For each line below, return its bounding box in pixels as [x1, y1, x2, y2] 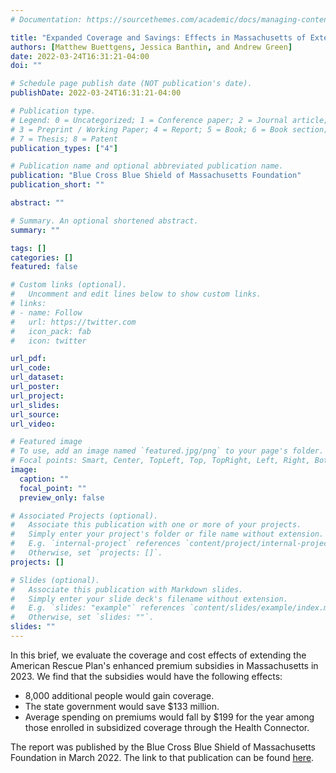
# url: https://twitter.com [10, 317, 137, 327]
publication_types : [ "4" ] [10, 143, 118, 153]
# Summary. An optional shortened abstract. [10, 216, 199, 226]
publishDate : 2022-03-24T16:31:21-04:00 [10, 88, 182, 98]
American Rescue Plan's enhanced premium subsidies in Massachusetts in [10, 659, 319, 671]
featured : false [10, 262, 78, 272]
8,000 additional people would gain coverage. [24, 689, 215, 701]
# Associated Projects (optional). [10, 511, 159, 521]
